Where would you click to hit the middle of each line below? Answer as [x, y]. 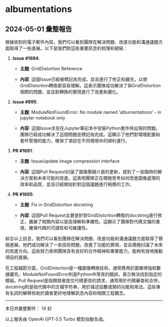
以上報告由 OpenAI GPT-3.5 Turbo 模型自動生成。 [56, 319]
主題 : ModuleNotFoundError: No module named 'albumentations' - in [90, 112]
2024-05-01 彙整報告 [39, 29]
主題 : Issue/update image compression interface [70, 161]
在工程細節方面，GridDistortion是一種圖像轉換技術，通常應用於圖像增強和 [81, 268]
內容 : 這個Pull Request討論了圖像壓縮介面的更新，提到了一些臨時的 [89, 172]
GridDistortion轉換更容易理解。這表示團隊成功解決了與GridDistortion [90, 86]
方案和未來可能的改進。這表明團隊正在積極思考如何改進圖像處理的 [92, 178]
